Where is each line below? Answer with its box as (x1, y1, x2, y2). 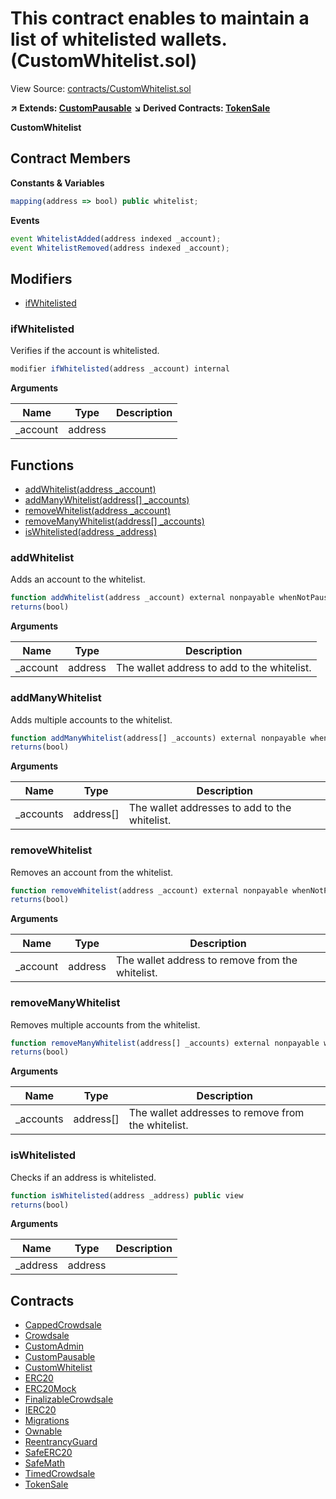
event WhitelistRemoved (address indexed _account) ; (10, 243, 230, 253)
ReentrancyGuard (24, 1436, 98, 1448)
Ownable (24, 1425, 63, 1437)
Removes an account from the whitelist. (10, 866, 174, 878)
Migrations (24, 1415, 70, 1427)
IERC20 (24, 1404, 57, 1416)
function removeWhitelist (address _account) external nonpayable (10, 885, 288, 896)
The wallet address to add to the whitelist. (115, 661, 312, 675)
